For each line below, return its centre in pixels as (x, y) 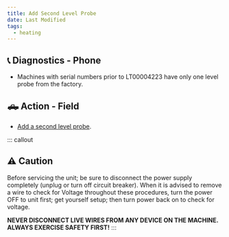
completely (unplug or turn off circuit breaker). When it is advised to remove (114, 185)
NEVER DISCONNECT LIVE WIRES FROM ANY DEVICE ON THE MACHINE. (113, 220)
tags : (15, 26)
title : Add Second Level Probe (52, 13)
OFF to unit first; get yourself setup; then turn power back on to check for (111, 199)
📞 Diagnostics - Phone (54, 60)
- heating (27, 33)
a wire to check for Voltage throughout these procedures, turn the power (110, 192)
